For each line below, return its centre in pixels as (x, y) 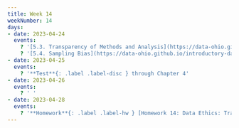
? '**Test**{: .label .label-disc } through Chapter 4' (105, 73)
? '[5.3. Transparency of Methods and (78, 47)
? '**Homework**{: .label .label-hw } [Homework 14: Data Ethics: (121, 113)
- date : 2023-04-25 (36, 60)
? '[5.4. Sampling (47, 54)
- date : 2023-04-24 (36, 34)
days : (15, 27)
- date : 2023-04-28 (36, 100)
